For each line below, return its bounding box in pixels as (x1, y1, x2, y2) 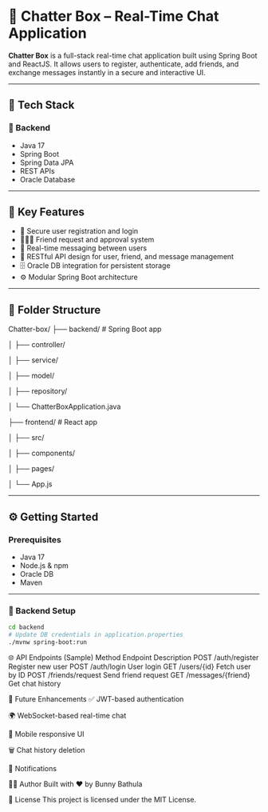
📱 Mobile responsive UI (8, 729, 85, 738)
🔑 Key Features (8, 206, 85, 219)
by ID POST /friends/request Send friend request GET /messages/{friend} (8, 670, 251, 679)
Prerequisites (8, 534, 61, 545)
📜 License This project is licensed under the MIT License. (8, 794, 197, 804)
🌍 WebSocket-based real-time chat (8, 710, 127, 720)
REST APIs (19, 166, 55, 175)
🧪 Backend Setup (8, 605, 76, 616)
